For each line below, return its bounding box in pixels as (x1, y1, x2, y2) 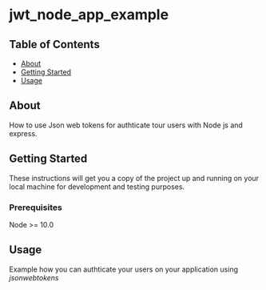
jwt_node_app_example (9, 6, 169, 24)
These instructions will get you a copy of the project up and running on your (9, 173, 259, 183)
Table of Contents (9, 38, 101, 51)
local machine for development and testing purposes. (9, 182, 185, 191)
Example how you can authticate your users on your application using (9, 264, 239, 274)
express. (9, 128, 38, 138)
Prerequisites (9, 202, 62, 213)
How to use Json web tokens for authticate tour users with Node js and (9, 120, 243, 130)
